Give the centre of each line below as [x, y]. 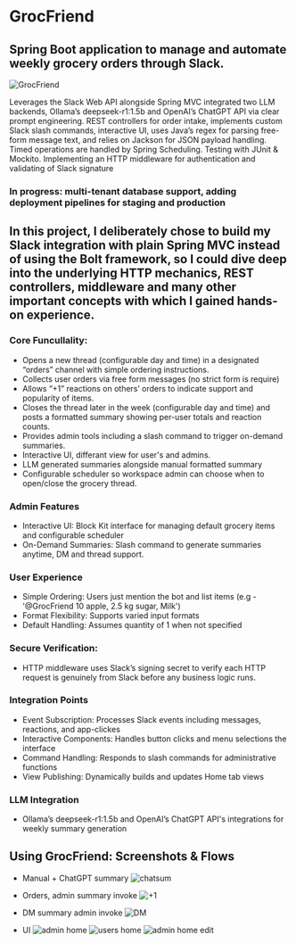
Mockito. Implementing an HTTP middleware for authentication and [132, 159]
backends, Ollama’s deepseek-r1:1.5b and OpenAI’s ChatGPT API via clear [144, 112]
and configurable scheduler [73, 535]
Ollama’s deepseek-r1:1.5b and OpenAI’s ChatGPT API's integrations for [153, 819]
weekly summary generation [74, 829]
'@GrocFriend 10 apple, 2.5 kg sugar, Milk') [101, 606]
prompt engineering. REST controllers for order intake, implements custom [146, 121]
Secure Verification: [53, 649]
